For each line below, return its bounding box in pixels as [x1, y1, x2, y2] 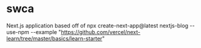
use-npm [6, 28, 29, 35]
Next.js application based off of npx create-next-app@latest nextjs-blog [6, 22, 189, 29]
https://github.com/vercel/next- [61, 28, 141, 35]
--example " [30, 28, 61, 35]
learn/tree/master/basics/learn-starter [6, 35, 103, 42]
